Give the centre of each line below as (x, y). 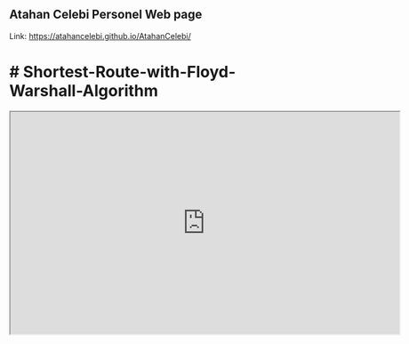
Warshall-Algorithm (84, 91)
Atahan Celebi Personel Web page (106, 15)
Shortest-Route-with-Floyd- (129, 72)
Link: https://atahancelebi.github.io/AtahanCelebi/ (100, 36)
